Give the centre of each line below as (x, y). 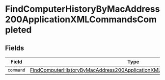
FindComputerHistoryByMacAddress (82, 9)
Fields (15, 48)
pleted (18, 30)
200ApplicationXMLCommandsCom (81, 19)
